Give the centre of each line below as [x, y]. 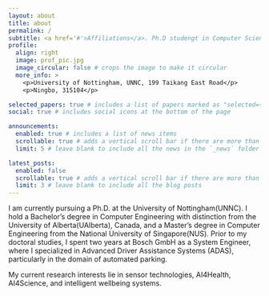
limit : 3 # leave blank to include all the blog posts [109, 186]
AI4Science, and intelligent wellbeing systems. [85, 283]
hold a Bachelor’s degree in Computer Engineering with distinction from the [132, 217]
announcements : [34, 126]
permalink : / [30, 30]
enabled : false [41, 170]
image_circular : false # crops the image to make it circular [121, 68]
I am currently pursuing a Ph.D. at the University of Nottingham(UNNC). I [128, 208]
